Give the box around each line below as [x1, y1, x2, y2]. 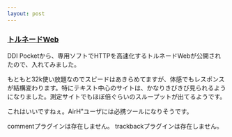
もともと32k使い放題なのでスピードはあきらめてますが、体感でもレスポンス [7, 74, 225, 83]
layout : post [7, 10, 45, 17]
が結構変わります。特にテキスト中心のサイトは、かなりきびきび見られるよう [7, 83, 226, 92]
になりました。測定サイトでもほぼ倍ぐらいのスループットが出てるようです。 [7, 92, 226, 101]
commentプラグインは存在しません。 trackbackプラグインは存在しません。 [7, 122, 223, 130]
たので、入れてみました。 [7, 60, 81, 68]
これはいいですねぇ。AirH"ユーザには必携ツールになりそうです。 [7, 107, 193, 115]
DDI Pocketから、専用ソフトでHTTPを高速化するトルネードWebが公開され [7, 51, 222, 60]
